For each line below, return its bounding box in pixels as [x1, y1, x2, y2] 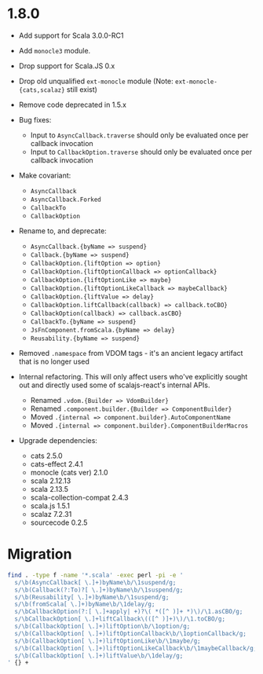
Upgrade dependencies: [18, 435, 97, 445]
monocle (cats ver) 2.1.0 [30, 467, 108, 477]
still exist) [66, 84, 97, 94]
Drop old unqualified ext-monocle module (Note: [18, 76, 174, 86]
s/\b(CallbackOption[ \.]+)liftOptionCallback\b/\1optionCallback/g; [14, 629, 247, 637]
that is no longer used [18, 357, 89, 366]
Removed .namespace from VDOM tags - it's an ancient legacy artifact [18, 348, 243, 357]
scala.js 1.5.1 [30, 500, 70, 511]
